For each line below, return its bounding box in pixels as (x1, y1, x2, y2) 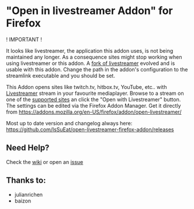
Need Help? (6, 143, 50, 153)
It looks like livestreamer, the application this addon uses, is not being (6, 47, 174, 54)
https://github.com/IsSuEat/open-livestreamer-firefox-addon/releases (6, 126, 174, 133)
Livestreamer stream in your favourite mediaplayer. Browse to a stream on (6, 90, 184, 97)
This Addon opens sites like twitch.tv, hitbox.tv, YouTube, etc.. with (6, 83, 167, 90)
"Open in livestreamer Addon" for (6, 4, 174, 18)
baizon (14, 197, 31, 204)
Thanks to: (6, 176, 46, 186)
